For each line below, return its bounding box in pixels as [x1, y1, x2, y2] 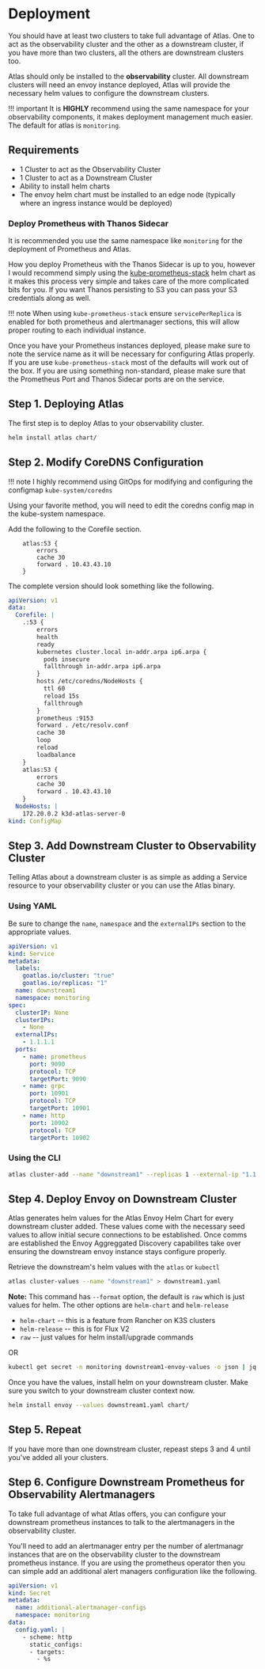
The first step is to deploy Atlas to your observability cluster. [8, 418, 204, 428]
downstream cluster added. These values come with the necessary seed [8, 1222, 245, 1231]
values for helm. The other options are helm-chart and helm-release [8, 1300, 229, 1310]
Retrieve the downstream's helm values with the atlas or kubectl [8, 1262, 220, 1272]
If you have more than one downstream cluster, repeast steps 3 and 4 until [8, 1444, 251, 1454]
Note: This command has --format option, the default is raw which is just [8, 1292, 245, 1302]
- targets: [28, 1648, 66, 1656]
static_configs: [28, 1640, 83, 1648]
